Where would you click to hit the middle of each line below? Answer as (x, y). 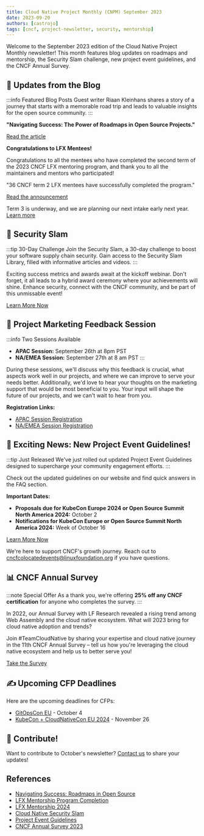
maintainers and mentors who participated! (60, 173)
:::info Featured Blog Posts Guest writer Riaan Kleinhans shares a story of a (100, 100)
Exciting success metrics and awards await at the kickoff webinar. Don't (97, 274)
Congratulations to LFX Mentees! (49, 148)
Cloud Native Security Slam (50, 813)
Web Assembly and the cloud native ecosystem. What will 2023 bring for (98, 620)
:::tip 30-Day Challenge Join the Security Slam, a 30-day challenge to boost (101, 249)
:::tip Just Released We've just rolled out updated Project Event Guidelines (99, 460)
